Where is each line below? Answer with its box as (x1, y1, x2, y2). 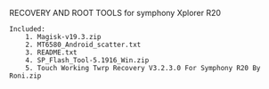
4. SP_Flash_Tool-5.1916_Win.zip (25, 56, 150, 65)
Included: (9, 25, 46, 34)
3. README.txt (25, 48, 77, 57)
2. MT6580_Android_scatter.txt (25, 40, 142, 49)
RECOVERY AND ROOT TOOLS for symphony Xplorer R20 (9, 8, 221, 18)
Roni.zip (9, 71, 42, 80)
